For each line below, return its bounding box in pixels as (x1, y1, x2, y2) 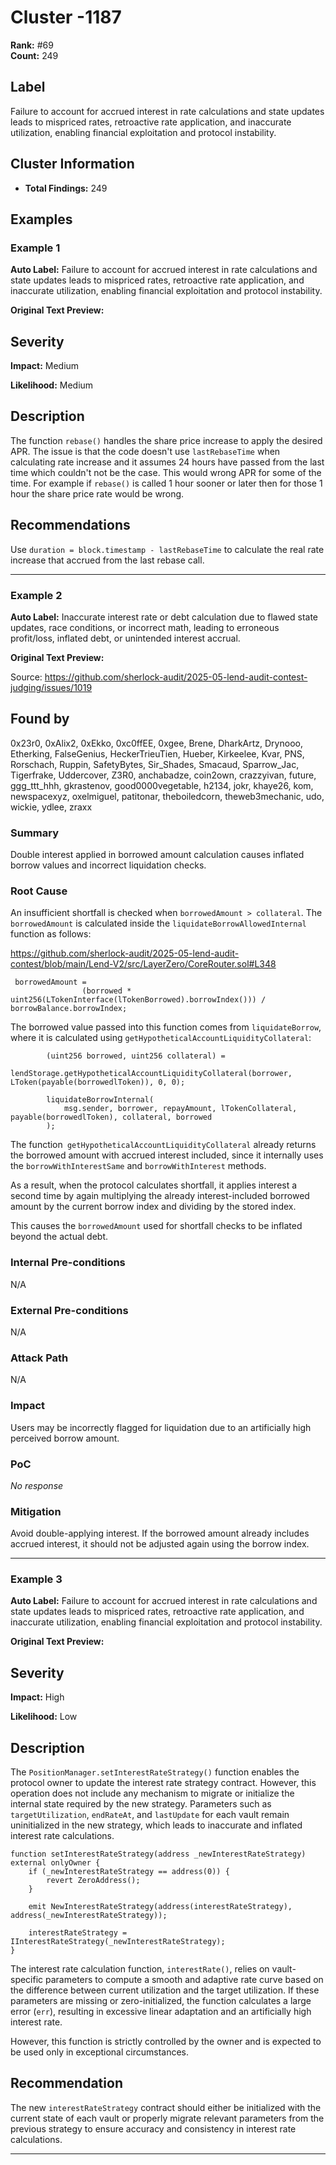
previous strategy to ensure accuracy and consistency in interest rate (10, 2122, 297, 2135)
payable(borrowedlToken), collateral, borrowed (10, 1112, 213, 1123)
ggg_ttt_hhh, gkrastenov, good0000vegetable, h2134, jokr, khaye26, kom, (10, 779, 314, 791)
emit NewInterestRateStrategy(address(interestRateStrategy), (28, 1902, 293, 1912)
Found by (10, 711, 70, 728)
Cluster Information (10, 156, 135, 173)
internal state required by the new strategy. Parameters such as (10, 1798, 272, 1810)
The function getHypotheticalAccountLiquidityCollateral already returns (10, 1139, 317, 1151)
